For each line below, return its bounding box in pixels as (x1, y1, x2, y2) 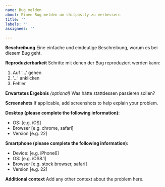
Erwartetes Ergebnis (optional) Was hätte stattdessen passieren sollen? (5, 90, 155, 96)
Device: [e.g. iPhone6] (12, 150, 60, 156)
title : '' (5, 17, 26, 22)
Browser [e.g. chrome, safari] (12, 125, 74, 131)
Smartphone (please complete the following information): (5, 140, 129, 146)
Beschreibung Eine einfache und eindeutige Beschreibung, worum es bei (5, 45, 158, 51)
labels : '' (5, 21, 28, 27)
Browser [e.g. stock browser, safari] (12, 161, 87, 167)
